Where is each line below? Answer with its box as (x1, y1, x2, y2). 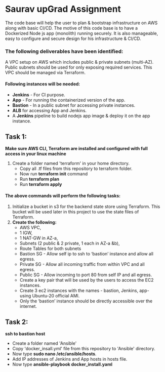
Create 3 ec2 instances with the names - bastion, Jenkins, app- (19, 288, 150, 293)
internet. (19, 303, 37, 309)
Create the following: (12, 219, 57, 225)
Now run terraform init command (19, 171, 88, 177)
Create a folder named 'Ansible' (12, 340, 77, 346)
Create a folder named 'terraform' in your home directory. (12, 161, 130, 166)
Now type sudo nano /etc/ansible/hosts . (12, 351, 97, 357)
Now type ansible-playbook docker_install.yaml (12, 362, 113, 368)
